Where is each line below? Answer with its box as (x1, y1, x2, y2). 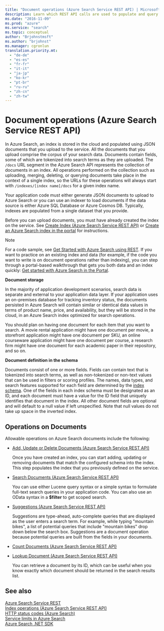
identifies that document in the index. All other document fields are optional (5, 398, 157, 404)
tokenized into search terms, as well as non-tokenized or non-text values (5, 372, 152, 378)
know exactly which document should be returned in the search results (12, 568, 155, 573)
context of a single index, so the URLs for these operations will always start (5, 178, 157, 183)
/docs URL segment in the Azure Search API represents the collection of (5, 162, 150, 168)
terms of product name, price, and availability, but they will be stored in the (5, 307, 156, 313)
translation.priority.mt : (5, 48, 58, 53)
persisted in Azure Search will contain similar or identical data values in (5, 302, 148, 308)
